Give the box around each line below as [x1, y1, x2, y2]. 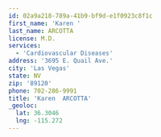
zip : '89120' [8, 79, 52, 87]
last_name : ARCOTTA [8, 27, 74, 35]
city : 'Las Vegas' [8, 64, 70, 73]
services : [8, 42, 42, 50]
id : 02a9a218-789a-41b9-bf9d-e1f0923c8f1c [8, 11, 153, 20]
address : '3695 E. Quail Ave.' [8, 57, 114, 65]
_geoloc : [8, 102, 38, 110]
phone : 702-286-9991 [8, 86, 78, 95]
